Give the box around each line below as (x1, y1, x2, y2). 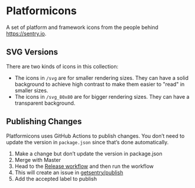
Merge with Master (14, 156, 61, 163)
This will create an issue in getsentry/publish (14, 168, 123, 176)
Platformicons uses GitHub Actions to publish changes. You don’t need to (6, 132, 185, 140)
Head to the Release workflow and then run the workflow (14, 163, 154, 170)
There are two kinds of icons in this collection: (6, 63, 119, 70)
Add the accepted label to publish (14, 175, 97, 182)
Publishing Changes (6, 116, 82, 127)
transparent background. (14, 99, 76, 106)
